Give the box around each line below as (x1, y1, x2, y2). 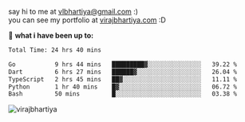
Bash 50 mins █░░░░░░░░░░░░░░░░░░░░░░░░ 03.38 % (8, 90, 238, 98)
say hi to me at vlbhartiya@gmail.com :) (8, 7, 138, 16)
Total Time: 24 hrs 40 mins (8, 46, 102, 54)
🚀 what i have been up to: (8, 31, 94, 40)
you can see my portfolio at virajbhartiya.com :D (8, 15, 166, 25)
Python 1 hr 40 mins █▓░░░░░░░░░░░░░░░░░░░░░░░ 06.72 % (8, 83, 238, 91)
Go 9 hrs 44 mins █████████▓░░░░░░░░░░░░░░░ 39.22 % (8, 60, 238, 69)
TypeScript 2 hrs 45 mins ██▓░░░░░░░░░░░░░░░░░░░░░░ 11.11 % (8, 75, 238, 83)
